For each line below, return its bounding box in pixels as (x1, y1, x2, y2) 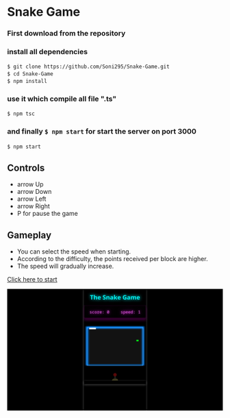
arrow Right (16, 202, 50, 210)
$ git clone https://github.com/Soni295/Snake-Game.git (7, 63, 170, 71)
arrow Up (16, 180, 44, 188)
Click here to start (7, 275, 57, 283)
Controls (7, 162, 45, 173)
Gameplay (7, 229, 52, 241)
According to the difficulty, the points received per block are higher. (16, 255, 208, 262)
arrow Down (16, 188, 52, 196)
